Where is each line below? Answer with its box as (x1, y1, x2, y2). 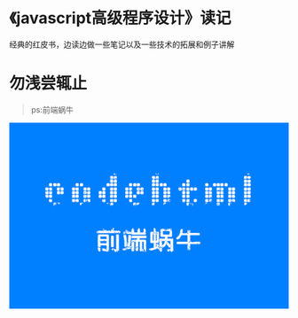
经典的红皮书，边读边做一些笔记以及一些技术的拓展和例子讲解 (9, 39, 235, 50)
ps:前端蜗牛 (30, 104, 74, 115)
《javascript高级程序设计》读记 (9, 8, 232, 28)
